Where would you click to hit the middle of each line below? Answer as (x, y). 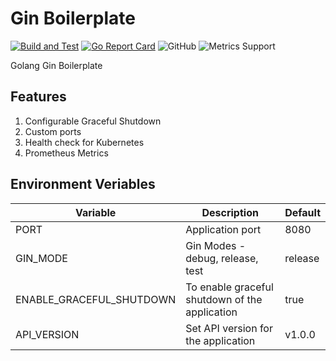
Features (38, 97)
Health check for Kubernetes (84, 142)
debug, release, (222, 258)
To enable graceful (229, 287)
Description (230, 212)
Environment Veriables (83, 184)
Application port (223, 229)
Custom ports (53, 131)
